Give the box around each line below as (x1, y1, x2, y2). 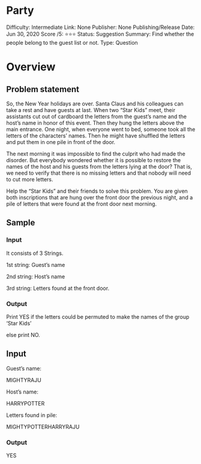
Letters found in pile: (6, 411, 58, 419)
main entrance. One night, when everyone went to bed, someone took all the (6, 125, 196, 133)
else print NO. (6, 331, 40, 338)
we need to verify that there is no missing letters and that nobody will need (6, 169, 191, 177)
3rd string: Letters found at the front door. (6, 284, 110, 292)
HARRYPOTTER (6, 400, 45, 407)
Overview (6, 60, 56, 74)
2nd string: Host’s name (6, 272, 65, 280)
